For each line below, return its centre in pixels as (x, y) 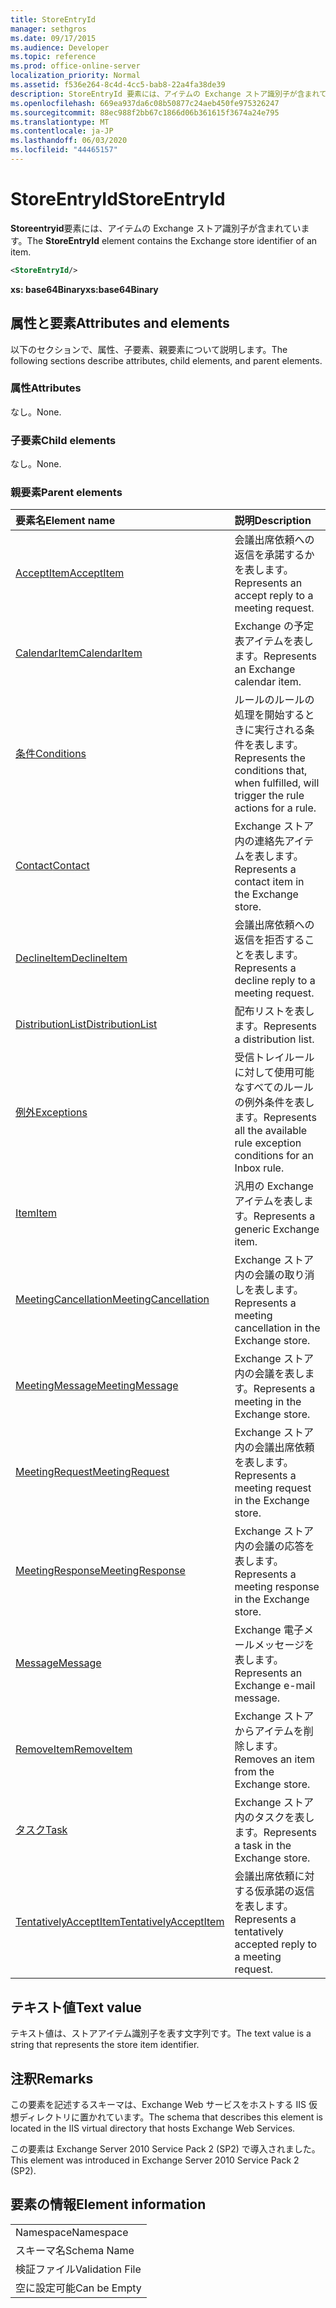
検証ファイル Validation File (78, 2269)
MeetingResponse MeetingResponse (100, 1571)
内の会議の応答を (274, 1546)
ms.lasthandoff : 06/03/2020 (69, 141)
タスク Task (41, 1830)
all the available (271, 1131)
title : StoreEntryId (53, 19)
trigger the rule (269, 796)
